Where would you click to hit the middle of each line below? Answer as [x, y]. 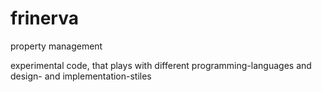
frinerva [44, 18]
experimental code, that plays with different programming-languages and [161, 65]
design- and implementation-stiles [81, 76]
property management [56, 46]
